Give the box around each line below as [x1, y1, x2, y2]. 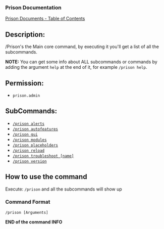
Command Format [5, 199, 50, 206]
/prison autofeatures [12, 126, 58, 131]
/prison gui [12, 132, 38, 137]
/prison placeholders [12, 143, 58, 148]
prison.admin [12, 93, 40, 98]
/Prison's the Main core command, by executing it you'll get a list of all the [5, 43, 159, 50]
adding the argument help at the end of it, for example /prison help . [5, 64, 147, 70]
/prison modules [12, 137, 47, 143]
